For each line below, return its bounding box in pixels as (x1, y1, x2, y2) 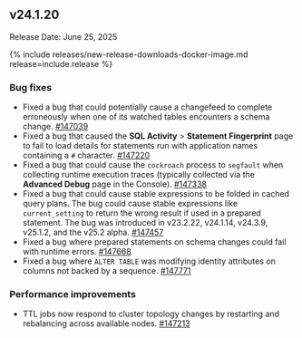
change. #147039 (22, 121, 89, 132)
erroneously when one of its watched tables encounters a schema (22, 111, 270, 122)
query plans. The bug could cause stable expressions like (22, 198, 239, 209)
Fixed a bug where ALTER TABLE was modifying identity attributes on (22, 256, 277, 266)
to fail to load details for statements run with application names (22, 140, 258, 151)
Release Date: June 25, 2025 (9, 31, 118, 42)
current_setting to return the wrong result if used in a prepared (22, 208, 261, 218)
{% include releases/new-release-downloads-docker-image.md (9, 49, 248, 60)
